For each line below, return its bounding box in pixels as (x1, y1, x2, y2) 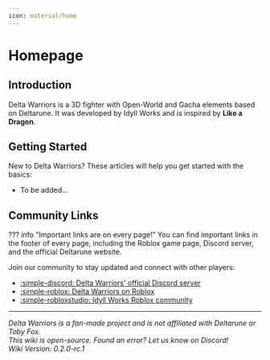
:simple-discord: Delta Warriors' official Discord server (19, 278, 201, 288)
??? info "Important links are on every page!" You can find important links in (8, 230, 259, 239)
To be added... (19, 186, 68, 195)
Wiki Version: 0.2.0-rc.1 (8, 344, 85, 354)
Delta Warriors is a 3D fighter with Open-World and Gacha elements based (8, 100, 256, 109)
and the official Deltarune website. (8, 247, 122, 257)
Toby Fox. (8, 327, 41, 337)
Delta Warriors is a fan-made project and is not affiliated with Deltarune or (8, 318, 256, 328)
